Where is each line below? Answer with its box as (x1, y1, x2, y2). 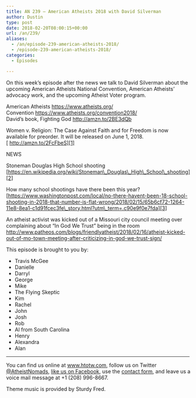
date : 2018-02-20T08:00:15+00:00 (6, 25, 88, 31)
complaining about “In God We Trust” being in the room (6, 222, 140, 229)
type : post (6, 19, 33, 25)
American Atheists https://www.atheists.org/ (6, 103, 113, 110)
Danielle (14, 264, 35, 271)
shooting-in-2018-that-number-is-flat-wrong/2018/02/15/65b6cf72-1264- (6, 198, 185, 205)
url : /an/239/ (6, 31, 41, 36)
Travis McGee (14, 257, 49, 264)
